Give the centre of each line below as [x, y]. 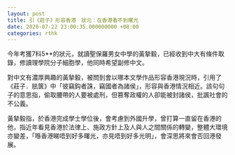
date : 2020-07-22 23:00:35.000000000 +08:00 [73, 27]
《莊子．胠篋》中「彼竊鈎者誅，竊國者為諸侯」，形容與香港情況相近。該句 [113, 86]
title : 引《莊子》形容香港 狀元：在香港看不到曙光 [73, 20]
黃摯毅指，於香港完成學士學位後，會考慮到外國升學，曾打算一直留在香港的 [114, 119]
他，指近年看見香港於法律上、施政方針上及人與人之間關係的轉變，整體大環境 [117, 127]
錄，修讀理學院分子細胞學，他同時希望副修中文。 [78, 63]
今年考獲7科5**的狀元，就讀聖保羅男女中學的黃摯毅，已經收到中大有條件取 [116, 54]
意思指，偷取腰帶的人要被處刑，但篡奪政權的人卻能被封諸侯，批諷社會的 [123, 95]
